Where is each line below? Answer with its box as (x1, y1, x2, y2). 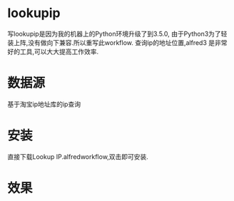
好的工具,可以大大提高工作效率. (7, 47, 99, 56)
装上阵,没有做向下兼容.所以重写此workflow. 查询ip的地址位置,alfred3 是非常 (7, 38, 228, 47)
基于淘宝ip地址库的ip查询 (7, 100, 81, 108)
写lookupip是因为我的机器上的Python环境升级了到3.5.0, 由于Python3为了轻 (7, 29, 228, 38)
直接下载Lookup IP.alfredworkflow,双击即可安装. (7, 152, 148, 161)
